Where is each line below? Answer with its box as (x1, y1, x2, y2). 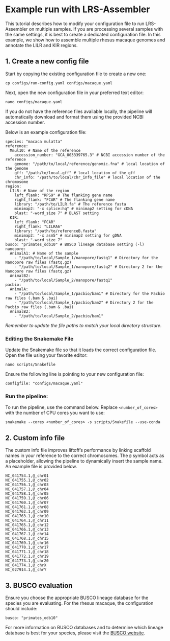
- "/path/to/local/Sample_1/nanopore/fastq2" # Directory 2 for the (14, 264, 163, 269)
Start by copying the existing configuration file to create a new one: (5, 71, 147, 77)
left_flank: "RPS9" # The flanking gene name (14, 193, 113, 198)
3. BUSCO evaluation (5, 581, 73, 590)
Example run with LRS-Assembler (5, 4, 150, 15)
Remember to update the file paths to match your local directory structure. (5, 322, 162, 328)
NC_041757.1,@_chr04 (5, 487, 49, 492)
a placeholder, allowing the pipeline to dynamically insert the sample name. (5, 458, 163, 464)
